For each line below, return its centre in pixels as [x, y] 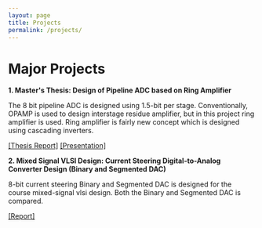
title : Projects [35, 23]
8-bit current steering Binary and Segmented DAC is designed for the [120, 184]
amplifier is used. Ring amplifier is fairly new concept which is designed [124, 122]
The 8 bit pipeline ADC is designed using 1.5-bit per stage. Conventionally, [128, 106]
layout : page [29, 15]
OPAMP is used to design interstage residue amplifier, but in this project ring [131, 114]
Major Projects [57, 69]
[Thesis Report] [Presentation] [57, 146]
